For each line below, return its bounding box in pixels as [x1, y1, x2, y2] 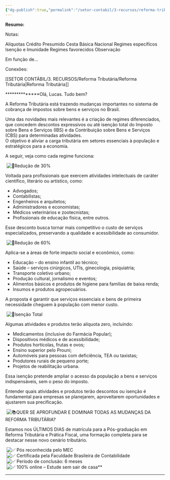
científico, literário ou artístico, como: [5, 178, 83, 184]
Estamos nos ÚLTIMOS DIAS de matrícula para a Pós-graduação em [5, 426, 148, 432]
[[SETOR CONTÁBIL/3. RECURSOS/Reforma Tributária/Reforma [5, 76, 137, 82]
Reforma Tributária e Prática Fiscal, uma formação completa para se [5, 431, 148, 437]
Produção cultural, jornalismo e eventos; [12, 275, 97, 281]
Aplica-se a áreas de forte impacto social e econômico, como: [5, 249, 135, 255]
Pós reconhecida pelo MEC [16, 447, 73, 453]
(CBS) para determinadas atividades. [5, 132, 82, 138]
